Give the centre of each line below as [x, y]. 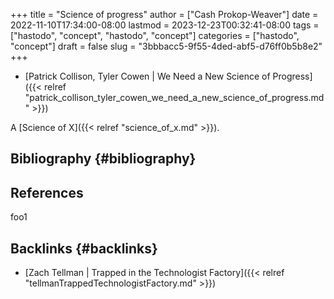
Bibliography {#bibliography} [103, 159]
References [47, 192]
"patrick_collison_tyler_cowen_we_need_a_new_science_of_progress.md [174, 97]
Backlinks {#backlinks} [84, 248]
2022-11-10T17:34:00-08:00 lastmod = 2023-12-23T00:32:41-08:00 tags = [165, 25]
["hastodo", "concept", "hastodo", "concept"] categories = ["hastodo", [155, 35]
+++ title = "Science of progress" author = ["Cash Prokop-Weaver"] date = [164, 14]
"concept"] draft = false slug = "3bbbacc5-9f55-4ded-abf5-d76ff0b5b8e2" [166, 46]
